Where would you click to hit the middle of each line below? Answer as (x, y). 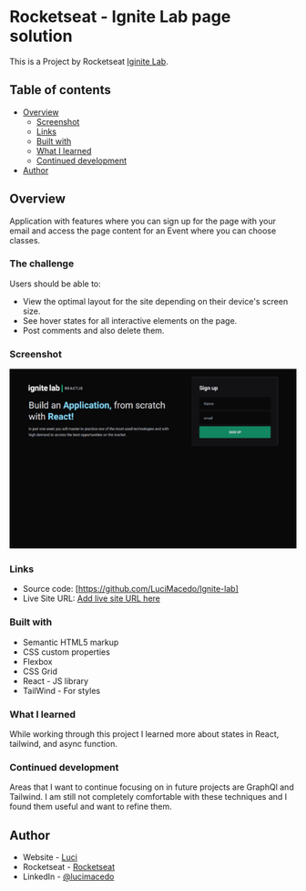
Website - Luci (50, 857)
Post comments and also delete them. (93, 330)
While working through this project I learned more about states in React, (144, 734)
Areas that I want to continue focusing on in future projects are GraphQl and (152, 787)
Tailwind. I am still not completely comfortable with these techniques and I (148, 797)
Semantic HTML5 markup (71, 642)
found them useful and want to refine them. (91, 807)
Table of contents (60, 90)
